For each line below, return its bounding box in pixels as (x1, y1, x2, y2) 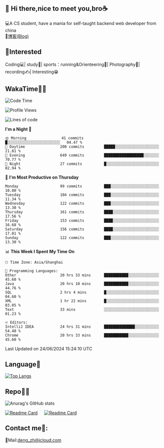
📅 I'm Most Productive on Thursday (5, 174, 79, 181)
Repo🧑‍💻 (5, 387, 30, 395)
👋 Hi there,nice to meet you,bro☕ (5, 4, 108, 13)
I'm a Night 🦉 (5, 126, 32, 132)
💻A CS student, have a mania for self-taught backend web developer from (5, 20, 157, 26)
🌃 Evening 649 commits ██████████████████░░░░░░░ (5, 153, 160, 158)
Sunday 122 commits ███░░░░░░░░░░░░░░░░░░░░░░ (5, 236, 160, 240)
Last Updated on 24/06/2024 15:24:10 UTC (5, 346, 92, 352)
